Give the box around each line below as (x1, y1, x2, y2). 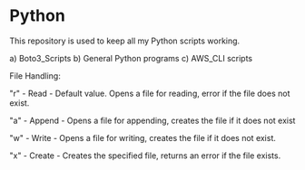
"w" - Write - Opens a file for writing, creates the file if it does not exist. (9, 132, 277, 143)
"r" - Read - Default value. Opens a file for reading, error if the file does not (9, 88, 290, 99)
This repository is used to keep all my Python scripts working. (9, 35, 241, 46)
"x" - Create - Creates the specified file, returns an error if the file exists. (9, 150, 281, 161)
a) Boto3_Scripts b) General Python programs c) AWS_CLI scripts (9, 52, 252, 63)
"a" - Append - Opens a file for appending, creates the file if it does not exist (9, 115, 296, 126)
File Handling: (9, 70, 61, 81)
